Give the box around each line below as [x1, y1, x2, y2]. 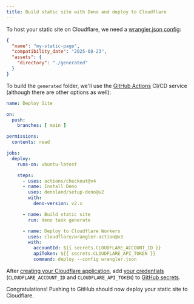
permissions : [6, 133, 39, 140]
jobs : [6, 150, 20, 156]
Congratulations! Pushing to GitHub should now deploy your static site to [6, 285, 188, 292]
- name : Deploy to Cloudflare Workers [22, 228, 121, 234]
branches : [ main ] [17, 123, 67, 129]
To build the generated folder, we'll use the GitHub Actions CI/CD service [6, 82, 188, 89]
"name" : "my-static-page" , [12, 43, 80, 49]
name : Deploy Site [6, 100, 53, 106]
